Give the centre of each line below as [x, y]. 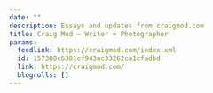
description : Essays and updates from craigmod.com [106, 26]
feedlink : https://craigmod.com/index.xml [97, 50]
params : [24, 42]
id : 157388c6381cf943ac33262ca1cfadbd [89, 58]
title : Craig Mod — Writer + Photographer [89, 34]
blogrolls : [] [43, 75]
